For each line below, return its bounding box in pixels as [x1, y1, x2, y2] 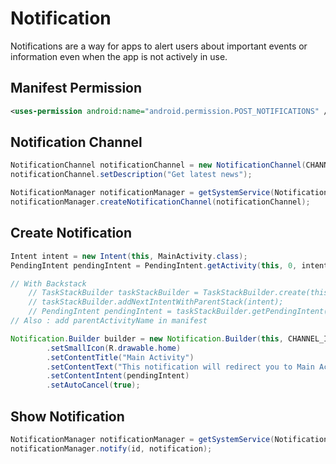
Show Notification [10, 408, 125, 425]
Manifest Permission [10, 80, 143, 97]
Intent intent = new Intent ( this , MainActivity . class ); [10, 251, 248, 261]
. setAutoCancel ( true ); [46, 380, 141, 391]
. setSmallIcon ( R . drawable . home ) [46, 343, 182, 353]
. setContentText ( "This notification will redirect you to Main [46, 362, 315, 372]
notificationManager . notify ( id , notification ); [10, 443, 213, 454]
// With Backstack [10, 278, 87, 289]
